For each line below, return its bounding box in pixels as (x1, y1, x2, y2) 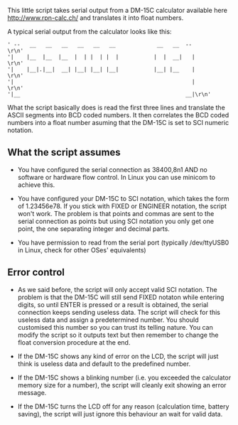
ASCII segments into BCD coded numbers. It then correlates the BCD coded (7, 111, 229, 119)
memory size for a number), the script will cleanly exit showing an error (17, 380, 227, 389)
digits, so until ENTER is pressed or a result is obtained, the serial (17, 300, 208, 308)
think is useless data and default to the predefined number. (17, 359, 190, 368)
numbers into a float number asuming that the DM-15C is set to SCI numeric (7, 119, 229, 127)
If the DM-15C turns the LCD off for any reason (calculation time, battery (17, 402, 229, 411)
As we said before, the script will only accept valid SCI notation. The (17, 285, 218, 294)
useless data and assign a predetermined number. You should (17, 316, 199, 324)
